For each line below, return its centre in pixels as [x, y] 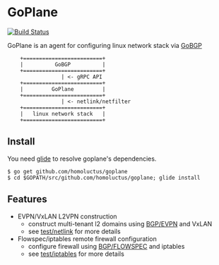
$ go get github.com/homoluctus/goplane [68, 171]
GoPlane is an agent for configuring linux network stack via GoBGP [105, 45]
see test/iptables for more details [76, 254]
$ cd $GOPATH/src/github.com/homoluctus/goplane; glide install [104, 178]
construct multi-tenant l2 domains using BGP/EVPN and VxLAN [120, 223]
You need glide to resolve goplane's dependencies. [82, 159]
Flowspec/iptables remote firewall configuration [87, 239]
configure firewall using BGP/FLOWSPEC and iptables [106, 246]
